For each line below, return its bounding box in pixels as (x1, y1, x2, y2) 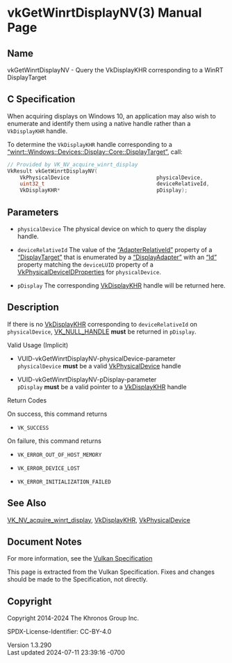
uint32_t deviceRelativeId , (19, 180, 210, 187)
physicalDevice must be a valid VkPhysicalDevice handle (17, 361, 182, 370)
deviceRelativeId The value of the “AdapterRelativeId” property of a (17, 246, 213, 253)
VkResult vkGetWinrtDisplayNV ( (7, 167, 98, 175)
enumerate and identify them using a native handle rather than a (7, 119, 191, 127)
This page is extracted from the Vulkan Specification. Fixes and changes (7, 568, 215, 576)
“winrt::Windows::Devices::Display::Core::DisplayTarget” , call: (7, 148, 183, 156)
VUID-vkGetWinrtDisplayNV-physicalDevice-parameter (17, 354, 176, 363)
